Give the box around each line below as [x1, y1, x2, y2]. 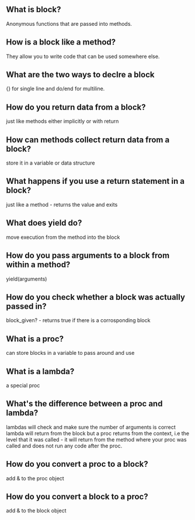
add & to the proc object [6, 474, 64, 482]
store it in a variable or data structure [6, 159, 95, 166]
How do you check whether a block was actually [6, 292, 186, 302]
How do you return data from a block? [6, 102, 146, 112]
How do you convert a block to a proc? [6, 491, 148, 501]
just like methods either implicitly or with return [6, 118, 119, 125]
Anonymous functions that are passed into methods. [6, 20, 133, 27]
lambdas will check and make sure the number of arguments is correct [6, 423, 176, 430]
